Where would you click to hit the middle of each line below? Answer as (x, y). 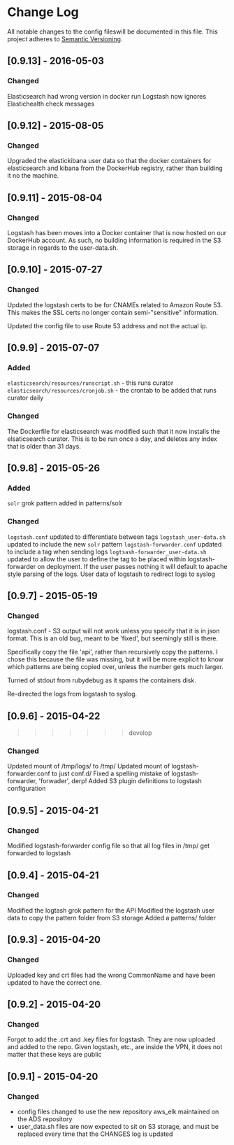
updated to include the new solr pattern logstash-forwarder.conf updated (115, 544)
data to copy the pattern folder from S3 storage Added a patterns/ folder (112, 918)
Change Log (43, 12)
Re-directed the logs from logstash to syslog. (72, 694)
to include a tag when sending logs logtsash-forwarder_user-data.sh (107, 552)
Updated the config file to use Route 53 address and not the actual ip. (108, 325)
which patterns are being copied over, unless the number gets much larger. (115, 667)
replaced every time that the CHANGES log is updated (95, 1134)
